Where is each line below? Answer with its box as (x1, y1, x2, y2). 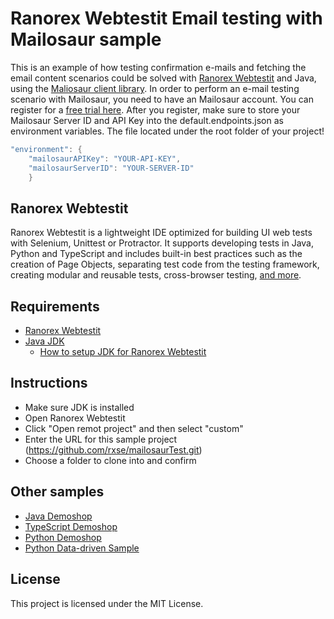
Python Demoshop (24, 531, 102, 543)
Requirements (10, 298, 100, 315)
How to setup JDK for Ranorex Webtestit (39, 346, 207, 358)
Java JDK (24, 335, 65, 347)
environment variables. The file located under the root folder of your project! (10, 125, 325, 137)
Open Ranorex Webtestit (24, 412, 126, 424)
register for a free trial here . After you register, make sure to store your (10, 103, 301, 116)
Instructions (10, 375, 88, 392)
